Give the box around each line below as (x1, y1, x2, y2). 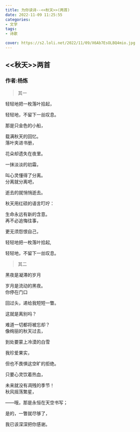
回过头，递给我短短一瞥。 (5, 300, 59, 306)
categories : (5, 17, 31, 22)
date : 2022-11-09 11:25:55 (5, 12, 63, 17)
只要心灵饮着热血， (5, 371, 46, 377)
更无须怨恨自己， (5, 228, 41, 234)
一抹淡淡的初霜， (5, 161, 41, 167)
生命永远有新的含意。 (5, 211, 50, 217)
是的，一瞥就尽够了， (5, 410, 50, 416)
